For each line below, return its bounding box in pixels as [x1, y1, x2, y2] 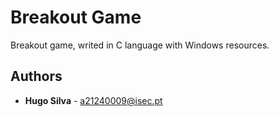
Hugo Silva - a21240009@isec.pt [24, 94, 163, 106]
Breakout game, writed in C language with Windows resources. [10, 39, 270, 51]
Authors [10, 68, 63, 85]
